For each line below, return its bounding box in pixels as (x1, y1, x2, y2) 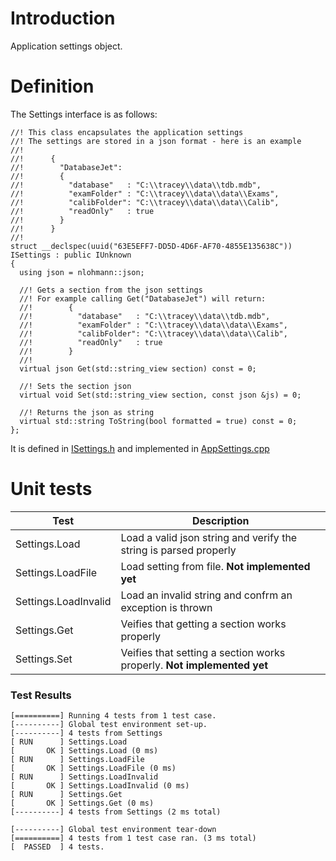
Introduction (10, 7, 116, 30)
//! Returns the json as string (19, 407, 155, 417)
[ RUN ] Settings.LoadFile (10, 755, 145, 765)
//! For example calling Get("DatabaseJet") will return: (19, 293, 267, 304)
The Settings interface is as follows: (10, 108, 158, 120)
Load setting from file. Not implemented (120, 559, 311, 573)
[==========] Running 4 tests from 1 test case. (10, 711, 217, 721)
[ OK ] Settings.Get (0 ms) (10, 798, 155, 809)
